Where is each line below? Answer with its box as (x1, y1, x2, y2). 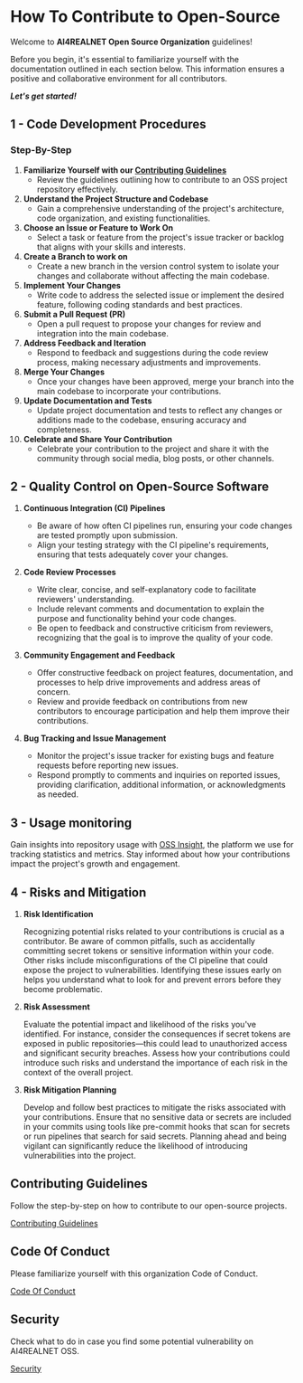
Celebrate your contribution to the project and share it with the (36, 443, 270, 454)
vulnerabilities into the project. (23, 1151, 136, 1161)
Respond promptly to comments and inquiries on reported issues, (36, 770, 280, 781)
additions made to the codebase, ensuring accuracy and (36, 414, 247, 425)
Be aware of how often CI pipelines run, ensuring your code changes (36, 520, 293, 531)
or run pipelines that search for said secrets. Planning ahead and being (23, 1131, 287, 1141)
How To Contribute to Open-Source (10, 6, 280, 27)
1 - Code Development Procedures (10, 117, 207, 132)
